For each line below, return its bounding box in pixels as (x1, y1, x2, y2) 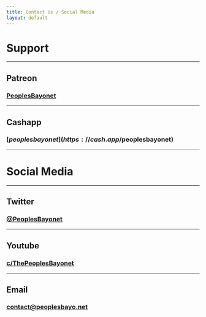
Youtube (6, 240, 40, 251)
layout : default (6, 15, 48, 21)
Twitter (6, 197, 35, 207)
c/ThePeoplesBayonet (6, 259, 75, 267)
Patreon (6, 73, 37, 83)
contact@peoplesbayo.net (6, 303, 88, 311)
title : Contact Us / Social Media (6, 9, 95, 15)
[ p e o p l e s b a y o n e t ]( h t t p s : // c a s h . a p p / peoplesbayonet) (6, 136, 174, 144)
